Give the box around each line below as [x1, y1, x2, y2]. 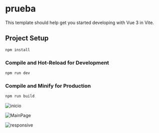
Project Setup [5, 34, 49, 42]
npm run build [5, 93, 35, 99]
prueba [5, 3, 36, 14]
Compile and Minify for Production [5, 82, 91, 89]
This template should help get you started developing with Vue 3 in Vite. [5, 19, 154, 25]
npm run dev [5, 70, 30, 75]
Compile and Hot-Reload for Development [5, 59, 109, 66]
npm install [5, 47, 30, 52]
